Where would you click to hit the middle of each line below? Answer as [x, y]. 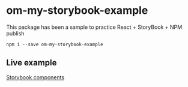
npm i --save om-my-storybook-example [55, 44]
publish [15, 33]
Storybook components [35, 77]
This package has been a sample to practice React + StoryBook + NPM [94, 27]
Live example [32, 63]
